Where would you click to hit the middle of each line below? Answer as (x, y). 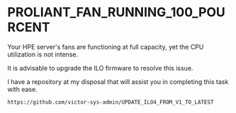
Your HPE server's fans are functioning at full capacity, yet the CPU (106, 47)
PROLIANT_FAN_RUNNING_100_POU (116, 12)
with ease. (22, 89)
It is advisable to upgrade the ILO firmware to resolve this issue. (100, 68)
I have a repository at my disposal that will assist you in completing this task (118, 81)
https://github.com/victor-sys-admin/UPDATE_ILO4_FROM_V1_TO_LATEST (111, 102)
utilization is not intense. (43, 54)
